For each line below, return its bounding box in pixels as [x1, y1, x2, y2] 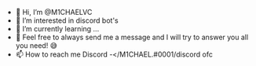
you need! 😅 [15, 41, 57, 50]
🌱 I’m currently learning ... [15, 24, 100, 33]
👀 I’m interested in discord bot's [15, 16, 119, 25]
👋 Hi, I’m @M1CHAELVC [15, 8, 93, 16]
